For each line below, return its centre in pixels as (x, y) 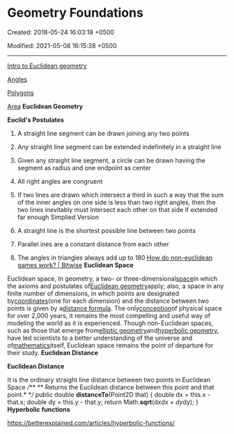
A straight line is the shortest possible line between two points (107, 230)
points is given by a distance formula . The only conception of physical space (115, 308)
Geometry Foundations (76, 13)
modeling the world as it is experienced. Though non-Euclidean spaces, (110, 323)
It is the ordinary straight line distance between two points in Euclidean (109, 380)
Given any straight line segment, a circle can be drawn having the (111, 160)
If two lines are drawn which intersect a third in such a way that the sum (120, 195)
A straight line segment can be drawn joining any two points (103, 133)
